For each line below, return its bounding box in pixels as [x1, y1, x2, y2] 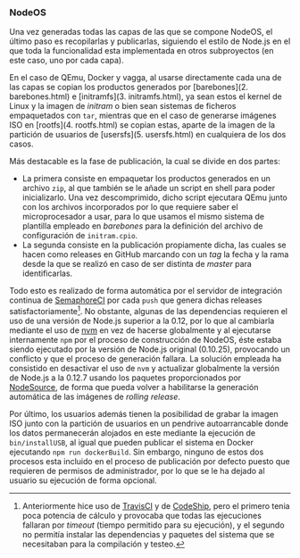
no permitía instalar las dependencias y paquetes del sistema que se [21, 529, 275, 539]
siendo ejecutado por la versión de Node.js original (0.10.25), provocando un [9, 344, 291, 354]
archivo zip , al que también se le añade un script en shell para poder [21, 183, 275, 194]
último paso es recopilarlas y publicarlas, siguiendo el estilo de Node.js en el [9, 36, 291, 46]
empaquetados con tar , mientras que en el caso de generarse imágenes [9, 110, 277, 121]
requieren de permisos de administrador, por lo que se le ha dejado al [9, 465, 265, 476]
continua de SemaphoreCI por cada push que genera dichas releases [9, 295, 262, 305]
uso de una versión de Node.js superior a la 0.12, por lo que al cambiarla [9, 315, 275, 326]
